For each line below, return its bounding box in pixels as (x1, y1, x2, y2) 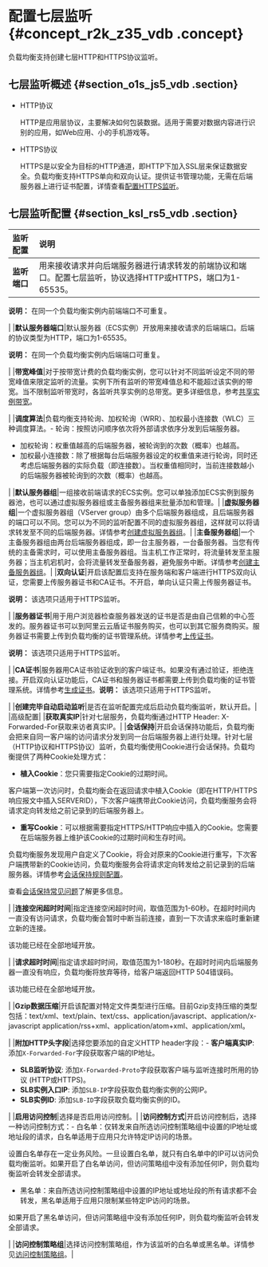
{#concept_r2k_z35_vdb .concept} (8, 25, 244, 43)
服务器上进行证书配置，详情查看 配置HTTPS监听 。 (19, 181, 183, 191)
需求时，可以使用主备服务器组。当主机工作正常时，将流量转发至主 (35, 547, 253, 557)
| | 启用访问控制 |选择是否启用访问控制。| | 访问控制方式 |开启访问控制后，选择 (8, 1111, 257, 1121)
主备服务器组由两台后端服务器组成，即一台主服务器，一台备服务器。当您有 (8, 537, 253, 547)
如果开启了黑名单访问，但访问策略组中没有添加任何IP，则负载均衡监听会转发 (8, 1212, 259, 1222)
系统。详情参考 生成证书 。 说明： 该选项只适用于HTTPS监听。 (14, 685, 215, 694)
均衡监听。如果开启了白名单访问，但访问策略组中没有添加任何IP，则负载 (14, 1158, 253, 1168)
